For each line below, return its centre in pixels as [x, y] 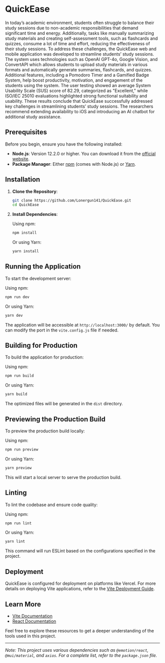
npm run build [20, 376]
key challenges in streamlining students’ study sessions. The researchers [79, 106]
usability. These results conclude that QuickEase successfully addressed [79, 101]
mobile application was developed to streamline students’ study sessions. [80, 54]
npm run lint [18, 523]
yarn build [16, 394]
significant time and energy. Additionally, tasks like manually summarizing [80, 33]
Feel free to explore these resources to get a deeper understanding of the [80, 631]
